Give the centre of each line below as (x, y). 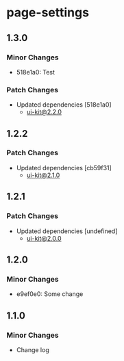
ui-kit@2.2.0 (44, 112)
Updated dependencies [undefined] (67, 231)
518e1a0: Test (36, 72)
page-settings (48, 13)
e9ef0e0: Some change (50, 294)
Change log (33, 349)
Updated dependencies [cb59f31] (64, 168)
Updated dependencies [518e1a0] (64, 105)
